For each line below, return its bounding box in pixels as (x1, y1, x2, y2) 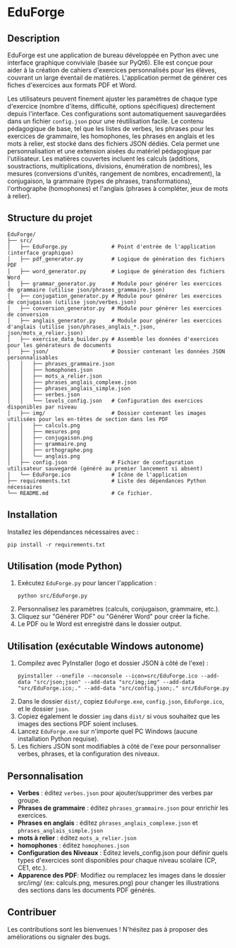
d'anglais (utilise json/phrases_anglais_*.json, (7, 323, 156, 330)
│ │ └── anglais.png (7, 452, 80, 460)
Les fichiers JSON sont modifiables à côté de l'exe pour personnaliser (17, 742, 221, 751)
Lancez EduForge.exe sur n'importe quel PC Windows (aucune (17, 727, 198, 736)
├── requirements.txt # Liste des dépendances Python (7, 477, 206, 485)
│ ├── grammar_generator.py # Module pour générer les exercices (7, 280, 222, 287)
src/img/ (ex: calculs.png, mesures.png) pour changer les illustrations (17, 878, 220, 887)
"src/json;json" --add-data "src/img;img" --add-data (33, 679, 195, 686)
